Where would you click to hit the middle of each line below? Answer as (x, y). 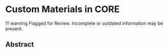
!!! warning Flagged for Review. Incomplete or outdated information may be (84, 23)
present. (14, 28)
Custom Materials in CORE (62, 9)
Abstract (20, 45)
